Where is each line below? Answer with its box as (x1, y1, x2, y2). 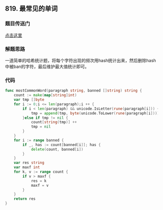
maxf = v (31, 183, 49, 188)
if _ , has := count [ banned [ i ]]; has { (22, 142, 101, 147)
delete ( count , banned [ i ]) (31, 147, 83, 152)
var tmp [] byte (14, 97, 45, 102)
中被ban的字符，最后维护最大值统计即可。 (5, 64, 89, 69)
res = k (31, 178, 47, 183)
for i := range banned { (14, 138, 64, 143)
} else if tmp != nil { (22, 115, 68, 120)
